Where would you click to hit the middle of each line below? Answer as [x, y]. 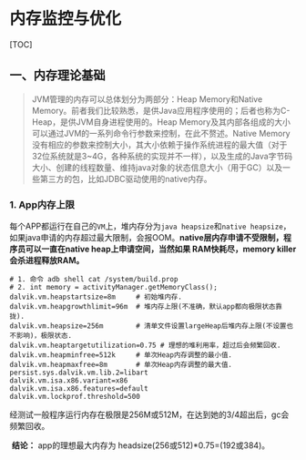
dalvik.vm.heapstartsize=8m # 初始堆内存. [96, 297]
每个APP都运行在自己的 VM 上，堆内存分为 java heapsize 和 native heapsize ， [150, 226]
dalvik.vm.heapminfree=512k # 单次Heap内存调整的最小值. [121, 355]
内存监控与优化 [66, 19]
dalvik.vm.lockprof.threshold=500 [75, 397]
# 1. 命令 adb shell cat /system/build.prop [94, 280]
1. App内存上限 [42, 204]
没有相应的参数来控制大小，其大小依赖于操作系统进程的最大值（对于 [159, 144]
